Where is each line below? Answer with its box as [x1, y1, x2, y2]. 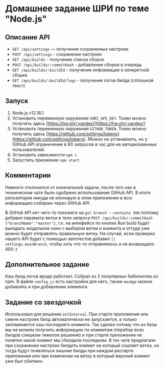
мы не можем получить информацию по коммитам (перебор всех [5, 327, 144, 333]
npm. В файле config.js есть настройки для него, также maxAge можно [5, 278, 153, 284]
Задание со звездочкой [5, 298, 82, 307]
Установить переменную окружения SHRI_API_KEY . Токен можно [12, 115, 147, 121]
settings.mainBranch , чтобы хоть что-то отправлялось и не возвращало [5, 241, 155, 246]
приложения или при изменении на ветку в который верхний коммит [5, 353, 150, 359]
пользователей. [12, 146, 46, 153]
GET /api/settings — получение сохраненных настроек [12, 46, 129, 52]
